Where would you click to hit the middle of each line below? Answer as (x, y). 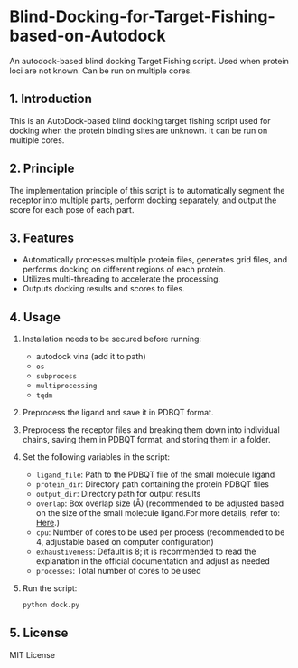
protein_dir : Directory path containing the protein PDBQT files (152, 484)
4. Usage (35, 317)
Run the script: (50, 588)
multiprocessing (66, 386)
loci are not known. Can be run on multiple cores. (101, 71)
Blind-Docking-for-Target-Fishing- (142, 17)
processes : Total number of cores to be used (118, 571)
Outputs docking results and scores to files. (103, 289)
